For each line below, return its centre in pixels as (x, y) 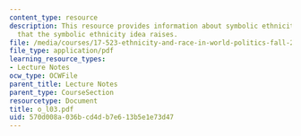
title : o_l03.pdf (42, 109)
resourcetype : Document (54, 101)
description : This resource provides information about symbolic (133, 26)
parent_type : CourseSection (62, 92)
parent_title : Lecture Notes (64, 84)
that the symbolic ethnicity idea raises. (98, 34)
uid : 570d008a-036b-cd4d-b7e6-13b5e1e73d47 (92, 117)
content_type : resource (54, 17)
